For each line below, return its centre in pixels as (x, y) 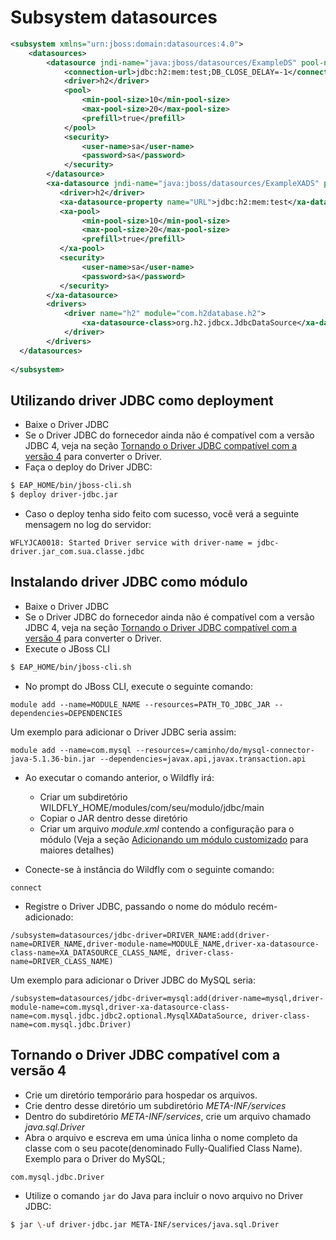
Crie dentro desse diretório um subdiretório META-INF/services (155, 1105)
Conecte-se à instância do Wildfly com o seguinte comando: (149, 869)
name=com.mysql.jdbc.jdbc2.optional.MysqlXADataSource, (129, 1016)
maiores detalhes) (77, 850)
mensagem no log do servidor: (88, 524)
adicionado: (49, 917)
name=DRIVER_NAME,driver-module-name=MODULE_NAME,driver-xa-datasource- (165, 944)
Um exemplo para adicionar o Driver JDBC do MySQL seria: (133, 980)
